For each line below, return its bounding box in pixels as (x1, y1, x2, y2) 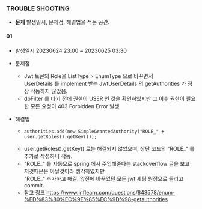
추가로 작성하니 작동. (23, 152, 73, 160)
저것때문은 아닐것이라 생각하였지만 (23, 167, 105, 175)
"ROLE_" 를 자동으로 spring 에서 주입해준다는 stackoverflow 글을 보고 (23, 160, 190, 167)
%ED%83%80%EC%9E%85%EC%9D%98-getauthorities (23, 195, 168, 202)
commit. (23, 181, 44, 189)
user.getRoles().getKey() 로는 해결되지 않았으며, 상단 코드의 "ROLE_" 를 (23, 145, 195, 152)
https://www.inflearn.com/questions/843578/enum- (46, 189, 176, 196)
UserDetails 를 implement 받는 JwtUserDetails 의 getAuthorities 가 (23, 80, 186, 87)
